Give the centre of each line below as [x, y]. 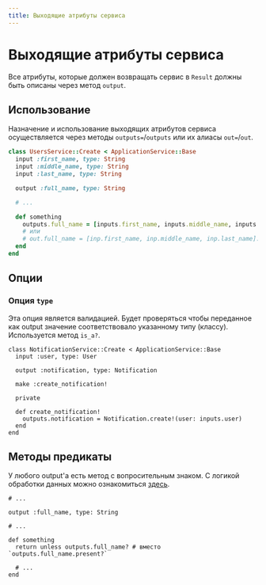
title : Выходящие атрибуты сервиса [67, 15]
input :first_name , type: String [70, 159]
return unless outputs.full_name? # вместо [88, 547]
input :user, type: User [56, 356]
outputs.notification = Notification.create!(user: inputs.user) [133, 419]
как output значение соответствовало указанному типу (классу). [118, 326]
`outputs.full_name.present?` [58, 554]
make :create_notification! [62, 384]
